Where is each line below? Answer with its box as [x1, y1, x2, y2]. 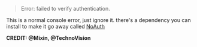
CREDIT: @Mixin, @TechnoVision [6, 35, 91, 41]
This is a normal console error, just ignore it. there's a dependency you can [6, 17, 191, 23]
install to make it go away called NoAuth [6, 23, 105, 30]
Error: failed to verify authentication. [20, 5, 111, 12]
